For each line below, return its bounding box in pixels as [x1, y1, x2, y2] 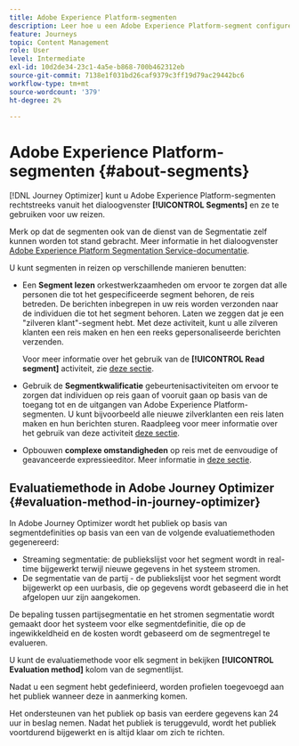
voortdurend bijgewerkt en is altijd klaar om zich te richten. [9, 727, 225, 738]
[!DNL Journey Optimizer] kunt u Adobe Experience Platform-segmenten [9, 191, 276, 201]
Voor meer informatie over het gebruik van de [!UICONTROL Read [21, 353, 265, 365]
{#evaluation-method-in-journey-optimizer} [9, 494, 261, 509]
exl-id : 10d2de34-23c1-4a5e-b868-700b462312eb [9, 63, 185, 72]
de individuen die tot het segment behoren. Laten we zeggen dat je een [21, 308, 285, 319]
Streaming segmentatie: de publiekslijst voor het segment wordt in [21, 554, 266, 565]
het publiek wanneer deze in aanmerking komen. [9, 691, 189, 701]
